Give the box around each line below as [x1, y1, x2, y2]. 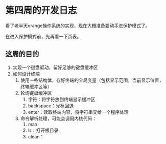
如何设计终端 [12, 70, 40, 77]
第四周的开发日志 [5, 5, 78, 16]
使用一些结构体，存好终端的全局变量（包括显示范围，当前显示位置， [20, 77, 164, 83]
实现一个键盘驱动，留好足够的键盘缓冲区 [12, 64, 98, 70]
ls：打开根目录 [28, 127, 59, 133]
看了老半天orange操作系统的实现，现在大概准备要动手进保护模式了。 [5, 22, 150, 29]
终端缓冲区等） [20, 83, 52, 89]
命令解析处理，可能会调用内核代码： [20, 115, 97, 122]
